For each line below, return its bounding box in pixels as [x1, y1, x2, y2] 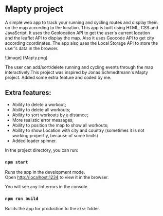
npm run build [5, 196, 38, 201]
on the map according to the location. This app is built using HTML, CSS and [5, 24, 159, 30]
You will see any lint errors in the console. [5, 184, 89, 190]
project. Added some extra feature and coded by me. [5, 74, 111, 80]
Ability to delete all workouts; [12, 107, 71, 112]
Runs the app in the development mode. [5, 169, 85, 175]
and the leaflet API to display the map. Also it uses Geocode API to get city [5, 35, 155, 41]
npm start [5, 159, 28, 165]
